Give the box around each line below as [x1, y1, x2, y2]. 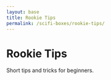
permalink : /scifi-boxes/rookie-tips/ [6, 20, 105, 26]
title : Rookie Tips [6, 15, 56, 21]
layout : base [6, 9, 40, 15]
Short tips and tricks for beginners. [6, 67, 95, 74]
